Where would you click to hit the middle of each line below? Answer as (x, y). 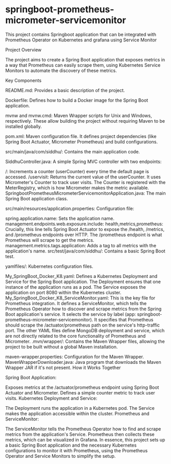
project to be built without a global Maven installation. (62, 346)
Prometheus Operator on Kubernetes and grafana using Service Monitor (81, 40)
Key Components (23, 80)
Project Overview (23, 50)
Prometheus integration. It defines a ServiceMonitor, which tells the (76, 303)
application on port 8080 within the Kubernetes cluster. (63, 292)
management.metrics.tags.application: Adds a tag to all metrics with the (81, 245)
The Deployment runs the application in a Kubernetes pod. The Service (80, 408)
